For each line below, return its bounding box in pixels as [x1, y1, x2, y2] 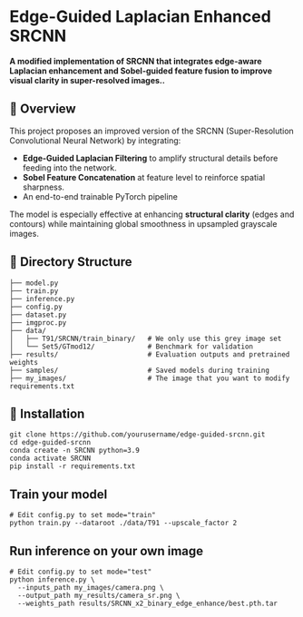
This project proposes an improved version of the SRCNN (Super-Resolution [9, 125, 295, 136]
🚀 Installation [9, 406, 85, 421]
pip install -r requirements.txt [9, 462, 136, 471]
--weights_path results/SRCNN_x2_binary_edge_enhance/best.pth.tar [17, 599, 279, 608]
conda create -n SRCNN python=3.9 [9, 446, 141, 455]
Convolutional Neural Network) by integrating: [9, 134, 181, 146]
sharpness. [22, 181, 65, 192]
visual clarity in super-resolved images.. [9, 74, 165, 85]
